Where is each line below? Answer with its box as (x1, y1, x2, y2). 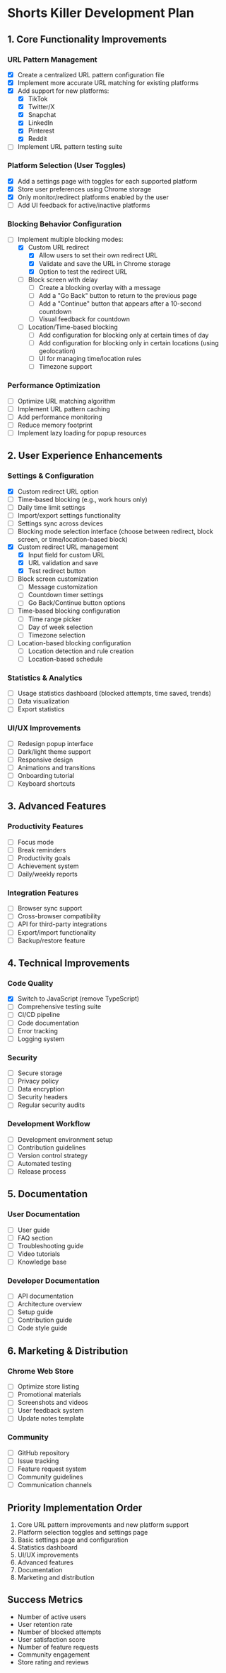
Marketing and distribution (17, 1573, 95, 1582)
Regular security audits (17, 1101, 85, 1109)
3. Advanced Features (7, 800, 107, 813)
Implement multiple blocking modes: (17, 235, 124, 244)
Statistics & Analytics (7, 672, 83, 682)
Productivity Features (7, 821, 83, 831)
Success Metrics (7, 1594, 83, 1606)
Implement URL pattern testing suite (17, 143, 123, 151)
